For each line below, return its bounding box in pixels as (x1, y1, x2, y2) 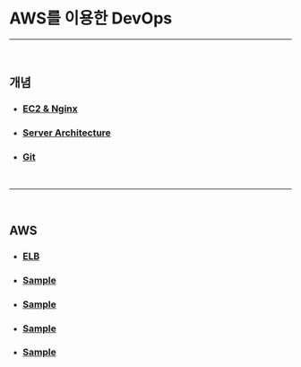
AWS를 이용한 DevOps (9, 8, 173, 29)
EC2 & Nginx (21, 102, 78, 115)
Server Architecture (21, 127, 112, 139)
